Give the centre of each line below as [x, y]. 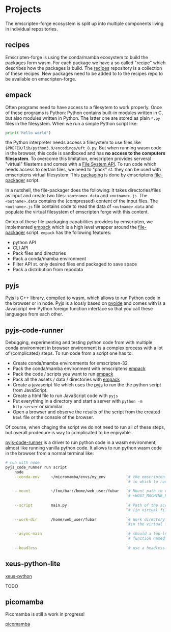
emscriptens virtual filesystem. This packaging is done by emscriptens [79, 175]
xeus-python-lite [33, 564]
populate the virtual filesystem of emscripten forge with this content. [77, 212]
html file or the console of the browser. [53, 417]
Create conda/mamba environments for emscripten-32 [70, 363]
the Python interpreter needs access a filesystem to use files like [73, 142]
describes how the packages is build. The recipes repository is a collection [84, 68]
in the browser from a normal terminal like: [50, 453]
